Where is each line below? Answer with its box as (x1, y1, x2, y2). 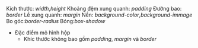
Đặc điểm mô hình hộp (14, 29, 71, 36)
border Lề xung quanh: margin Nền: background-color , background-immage (6, 11, 193, 18)
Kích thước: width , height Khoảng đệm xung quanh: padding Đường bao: (6, 5, 182, 12)
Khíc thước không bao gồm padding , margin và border (23, 36, 157, 42)
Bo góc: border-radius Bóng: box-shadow (6, 18, 106, 24)
